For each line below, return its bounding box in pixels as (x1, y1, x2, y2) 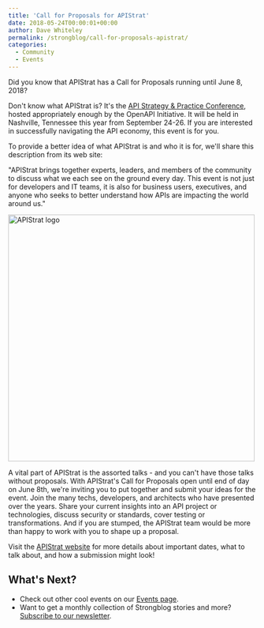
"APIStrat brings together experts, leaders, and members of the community (8, 165, 252, 175)
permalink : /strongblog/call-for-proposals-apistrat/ (8, 33, 189, 42)
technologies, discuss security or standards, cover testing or (8, 510, 206, 519)
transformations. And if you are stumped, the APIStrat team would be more (8, 518, 251, 528)
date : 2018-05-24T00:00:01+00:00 (8, 19, 118, 27)
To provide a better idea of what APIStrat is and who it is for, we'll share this (8, 141, 255, 151)
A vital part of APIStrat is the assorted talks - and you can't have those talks (8, 468, 255, 477)
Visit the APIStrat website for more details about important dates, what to (8, 542, 246, 551)
